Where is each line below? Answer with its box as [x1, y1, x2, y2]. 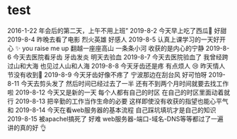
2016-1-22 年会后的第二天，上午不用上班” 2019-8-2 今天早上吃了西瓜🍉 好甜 [7, 26, 227, 35]
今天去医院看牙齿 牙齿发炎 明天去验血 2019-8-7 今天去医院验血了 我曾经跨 [13, 52, 229, 61]
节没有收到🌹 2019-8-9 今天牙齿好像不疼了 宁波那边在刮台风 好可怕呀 [7, 70, 207, 79]
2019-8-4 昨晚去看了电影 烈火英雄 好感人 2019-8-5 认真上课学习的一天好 [7, 35, 220, 44]
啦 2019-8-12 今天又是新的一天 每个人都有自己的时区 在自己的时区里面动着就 [7, 87, 231, 97]
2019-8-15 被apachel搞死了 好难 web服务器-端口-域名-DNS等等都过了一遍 [7, 114, 224, 123]
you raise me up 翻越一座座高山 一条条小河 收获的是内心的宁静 [22, 44, 204, 52]
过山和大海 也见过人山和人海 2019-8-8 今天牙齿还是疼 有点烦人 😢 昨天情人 [7, 61, 226, 70]
